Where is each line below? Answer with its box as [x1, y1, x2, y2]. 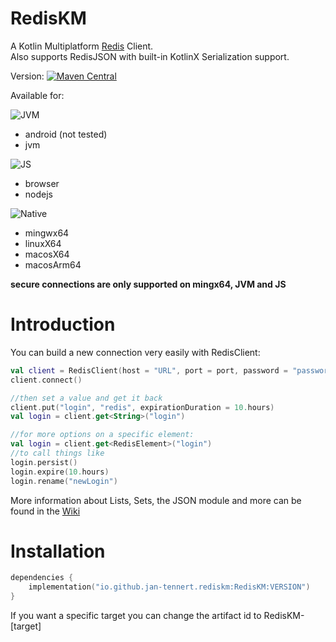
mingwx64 [24, 227, 70, 239]
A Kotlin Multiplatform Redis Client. [10, 40, 154, 52]
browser [24, 177, 60, 189]
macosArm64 [24, 258, 82, 271]
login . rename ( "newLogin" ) [10, 476, 118, 486]
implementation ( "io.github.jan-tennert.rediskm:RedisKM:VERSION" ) [28, 582, 311, 592]
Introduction [10, 313, 116, 336]
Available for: [10, 89, 65, 101]
